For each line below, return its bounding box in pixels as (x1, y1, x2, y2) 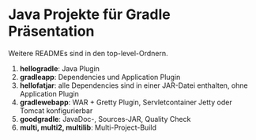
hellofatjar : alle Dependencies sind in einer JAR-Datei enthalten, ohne (19, 81, 248, 90)
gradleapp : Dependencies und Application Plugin (19, 72, 181, 81)
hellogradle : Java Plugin (19, 63, 100, 73)
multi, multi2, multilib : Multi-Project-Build (19, 123, 156, 132)
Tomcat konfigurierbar (19, 105, 93, 115)
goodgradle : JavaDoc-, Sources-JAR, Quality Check (19, 114, 191, 123)
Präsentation (8, 22, 95, 40)
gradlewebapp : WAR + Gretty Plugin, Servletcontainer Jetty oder (19, 97, 232, 107)
